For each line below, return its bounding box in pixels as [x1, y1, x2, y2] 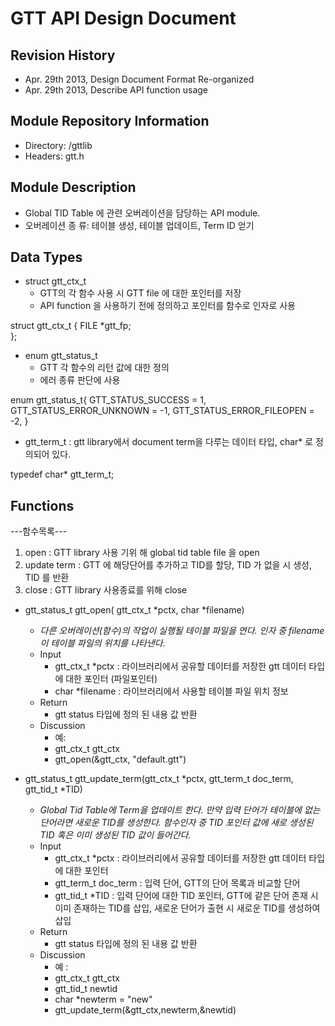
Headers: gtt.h [24, 150, 85, 162]
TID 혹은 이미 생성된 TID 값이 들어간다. [39, 829, 192, 841]
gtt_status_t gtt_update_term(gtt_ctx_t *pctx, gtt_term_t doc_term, [24, 773, 294, 785]
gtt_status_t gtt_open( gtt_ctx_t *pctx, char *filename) [24, 604, 245, 616]
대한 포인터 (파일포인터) [65, 673, 158, 685]
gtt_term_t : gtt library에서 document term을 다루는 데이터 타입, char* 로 [24, 436, 314, 448]
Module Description [10, 179, 137, 196]
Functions [10, 497, 75, 514]
